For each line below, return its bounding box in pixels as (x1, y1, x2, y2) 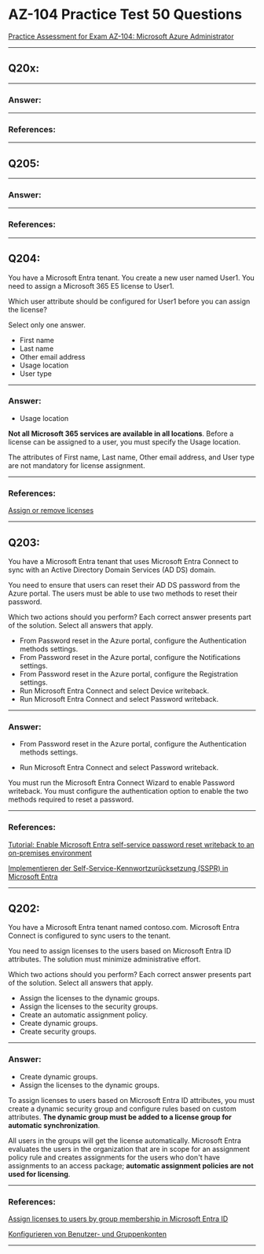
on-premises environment (8, 848, 92, 858)
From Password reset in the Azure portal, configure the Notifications (19, 652, 241, 662)
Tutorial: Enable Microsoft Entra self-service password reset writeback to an (8, 839, 255, 849)
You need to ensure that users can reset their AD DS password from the (8, 580, 240, 589)
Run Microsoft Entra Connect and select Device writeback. (19, 686, 210, 695)
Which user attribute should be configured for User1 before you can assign (8, 297, 251, 306)
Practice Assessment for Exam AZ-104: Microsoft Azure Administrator (8, 31, 234, 41)
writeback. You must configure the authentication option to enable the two (8, 787, 249, 796)
